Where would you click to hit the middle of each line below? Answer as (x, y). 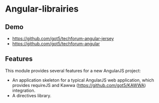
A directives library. (32, 95)
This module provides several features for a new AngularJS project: (73, 70)
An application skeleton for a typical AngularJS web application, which (83, 80)
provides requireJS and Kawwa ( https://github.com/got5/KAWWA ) (79, 85)
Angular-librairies (42, 9)
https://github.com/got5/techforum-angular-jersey (63, 38)
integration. (24, 90)
